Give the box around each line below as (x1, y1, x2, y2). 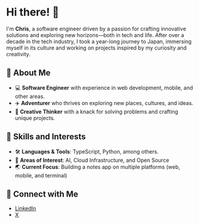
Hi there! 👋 (6, 5, 60, 19)
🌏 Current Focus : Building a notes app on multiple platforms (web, (14, 163, 180, 170)
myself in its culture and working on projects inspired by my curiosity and (6, 44, 187, 51)
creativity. (6, 50, 31, 57)
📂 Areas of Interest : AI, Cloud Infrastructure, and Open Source (14, 157, 169, 164)
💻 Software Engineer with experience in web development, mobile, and (14, 84, 193, 91)
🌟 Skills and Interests (6, 131, 86, 142)
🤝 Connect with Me (6, 189, 79, 199)
